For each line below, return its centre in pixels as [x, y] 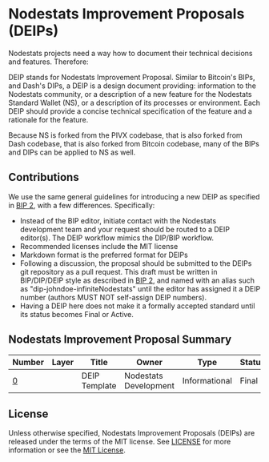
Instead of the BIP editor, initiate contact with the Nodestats [118, 220]
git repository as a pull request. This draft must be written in [118, 271]
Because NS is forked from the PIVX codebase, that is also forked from [125, 135]
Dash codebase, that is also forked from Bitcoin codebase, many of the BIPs [134, 143]
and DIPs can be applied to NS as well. [72, 152]
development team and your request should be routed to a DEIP [125, 229]
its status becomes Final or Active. [77, 314]
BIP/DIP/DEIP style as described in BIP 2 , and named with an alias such [137, 280]
